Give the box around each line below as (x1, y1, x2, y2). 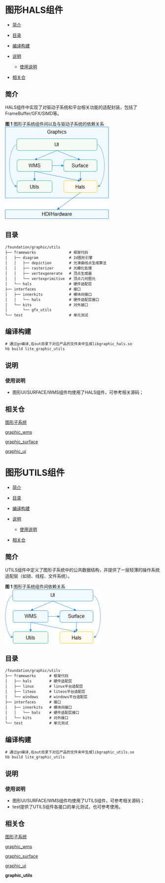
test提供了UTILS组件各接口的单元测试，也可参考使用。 (12, 803, 123, 809)
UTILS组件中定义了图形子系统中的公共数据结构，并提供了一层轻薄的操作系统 (5, 567, 160, 573)
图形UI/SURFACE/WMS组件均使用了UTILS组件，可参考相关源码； (12, 798, 145, 803)
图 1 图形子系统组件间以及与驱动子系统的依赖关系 (5, 121, 104, 126)
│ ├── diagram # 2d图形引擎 (5, 255, 93, 260)
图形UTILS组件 (5, 467, 65, 478)
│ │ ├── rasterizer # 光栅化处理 (5, 265, 92, 271)
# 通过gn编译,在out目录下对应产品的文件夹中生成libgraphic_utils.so (5, 750, 134, 755)
